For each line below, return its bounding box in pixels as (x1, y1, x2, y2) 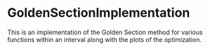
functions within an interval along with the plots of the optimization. (7, 35, 202, 43)
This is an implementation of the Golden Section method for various (7, 28, 203, 36)
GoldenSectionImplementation (7, 5, 190, 21)
